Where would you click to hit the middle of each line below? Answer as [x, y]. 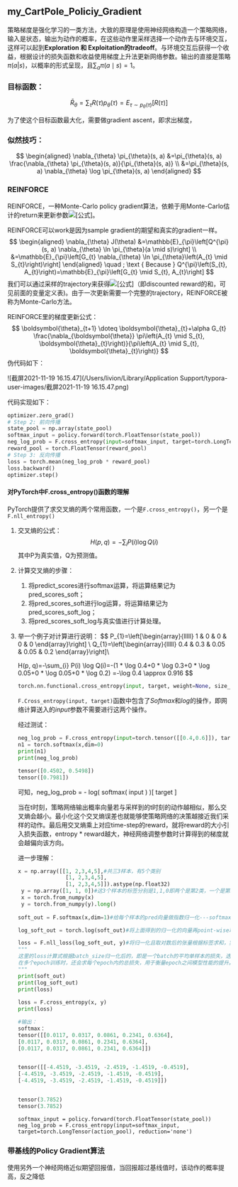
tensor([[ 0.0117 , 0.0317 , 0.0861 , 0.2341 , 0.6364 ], [95, 1035]
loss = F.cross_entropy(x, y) [62, 1003]
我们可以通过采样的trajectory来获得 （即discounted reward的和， [113, 284]
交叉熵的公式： [39, 530]
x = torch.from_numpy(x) [57, 898]
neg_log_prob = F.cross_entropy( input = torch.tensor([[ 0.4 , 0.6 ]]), [118, 738]
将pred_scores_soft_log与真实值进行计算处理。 [96, 621]
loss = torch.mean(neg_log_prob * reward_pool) [79, 461]
